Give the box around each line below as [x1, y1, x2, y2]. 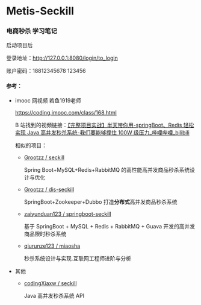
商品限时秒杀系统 [23, 230, 67, 237]
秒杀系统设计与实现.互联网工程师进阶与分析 [23, 254, 131, 262]
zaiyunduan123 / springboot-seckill [23, 210, 111, 218]
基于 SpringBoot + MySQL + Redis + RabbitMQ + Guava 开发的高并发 [23, 222, 196, 230]
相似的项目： [14, 142, 47, 149]
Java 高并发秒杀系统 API [23, 292, 85, 299]
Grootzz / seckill [23, 154, 65, 161]
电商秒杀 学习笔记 [6, 27, 57, 36]
